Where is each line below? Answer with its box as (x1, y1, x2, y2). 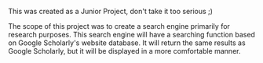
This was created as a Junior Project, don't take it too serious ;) (8, 7, 214, 16)
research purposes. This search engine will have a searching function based (8, 30, 255, 39)
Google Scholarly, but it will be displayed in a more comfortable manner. (8, 47, 241, 55)
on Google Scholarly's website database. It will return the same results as (8, 38, 246, 47)
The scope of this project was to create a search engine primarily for (8, 22, 230, 30)
